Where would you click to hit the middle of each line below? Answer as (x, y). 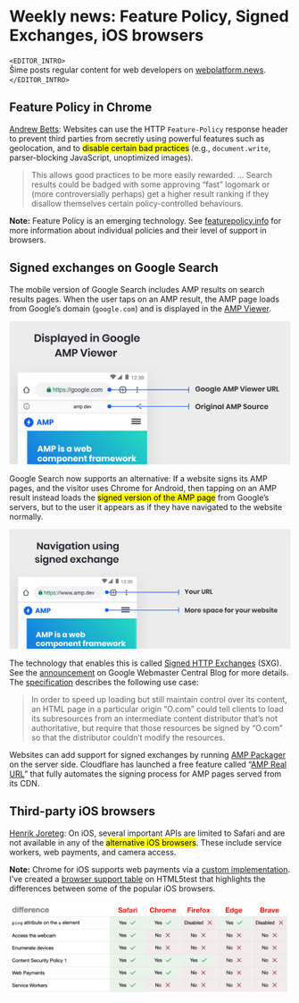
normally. (26, 516)
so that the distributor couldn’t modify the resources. (128, 738)
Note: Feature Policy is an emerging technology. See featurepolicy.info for (145, 220)
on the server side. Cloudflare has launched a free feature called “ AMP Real (148, 765)
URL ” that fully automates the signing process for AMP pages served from (145, 774)
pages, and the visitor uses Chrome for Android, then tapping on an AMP (143, 488)
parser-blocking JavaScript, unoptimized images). (101, 157)
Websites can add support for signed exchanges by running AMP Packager (148, 755)
